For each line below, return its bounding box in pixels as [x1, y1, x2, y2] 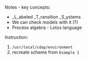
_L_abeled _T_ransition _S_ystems [11, 14, 81, 19]
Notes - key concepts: [4, 4, 50, 10]
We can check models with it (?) [11, 19, 78, 25]
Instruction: [4, 34, 28, 40]
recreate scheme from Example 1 [11, 49, 79, 55]
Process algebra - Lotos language [11, 24, 82, 30]
